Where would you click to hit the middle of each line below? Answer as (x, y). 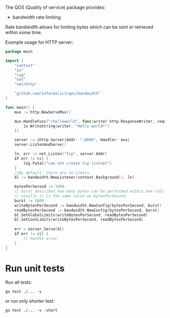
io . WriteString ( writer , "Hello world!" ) (67, 126)
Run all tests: (18, 282)
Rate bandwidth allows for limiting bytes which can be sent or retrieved (79, 27)
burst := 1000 (29, 201)
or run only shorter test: (30, 301)
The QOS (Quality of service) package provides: (55, 7)
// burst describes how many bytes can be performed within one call (89, 192)
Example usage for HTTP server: (39, 42)
